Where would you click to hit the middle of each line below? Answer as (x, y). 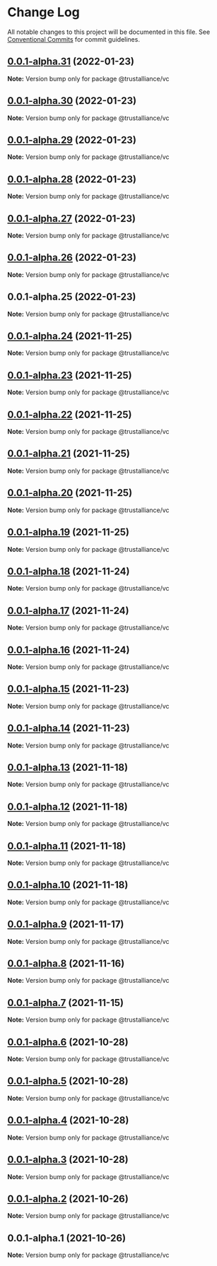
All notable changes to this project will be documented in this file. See (109, 32)
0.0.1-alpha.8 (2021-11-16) (66, 964)
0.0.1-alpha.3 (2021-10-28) (68, 1160)
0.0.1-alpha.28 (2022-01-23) (72, 179)
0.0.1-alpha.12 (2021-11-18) (68, 806)
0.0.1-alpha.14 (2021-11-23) (69, 728)
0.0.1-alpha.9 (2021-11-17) (66, 924)
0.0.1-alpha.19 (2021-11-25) (68, 532)
